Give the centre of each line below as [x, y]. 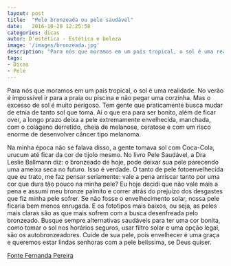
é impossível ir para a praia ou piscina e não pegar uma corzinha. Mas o [109, 97]
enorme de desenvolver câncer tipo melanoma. [74, 134]
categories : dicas [33, 33]
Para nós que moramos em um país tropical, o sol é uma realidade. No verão [115, 90]
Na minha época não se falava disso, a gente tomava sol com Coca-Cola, [111, 147]
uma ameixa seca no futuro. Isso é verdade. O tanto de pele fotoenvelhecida [115, 169]
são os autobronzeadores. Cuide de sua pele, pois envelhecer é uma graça [113, 234]
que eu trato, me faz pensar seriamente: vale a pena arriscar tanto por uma [113, 176]
